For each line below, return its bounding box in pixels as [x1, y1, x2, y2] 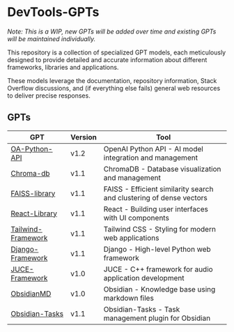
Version [70, 132, 97, 142]
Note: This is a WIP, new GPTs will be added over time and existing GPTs [7, 27, 217, 36]
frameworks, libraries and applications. [7, 63, 119, 71]
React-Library [10, 209, 58, 218]
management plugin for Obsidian [103, 313, 211, 323]
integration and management [103, 153, 198, 163]
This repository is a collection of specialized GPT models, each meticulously [7, 48, 226, 56]
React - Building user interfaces [103, 204, 209, 213]
